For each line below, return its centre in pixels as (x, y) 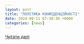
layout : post (18, 9)
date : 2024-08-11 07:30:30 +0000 (39, 18)
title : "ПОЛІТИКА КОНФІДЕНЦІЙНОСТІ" (42, 14)
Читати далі (17, 37)
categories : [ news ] (25, 23)
